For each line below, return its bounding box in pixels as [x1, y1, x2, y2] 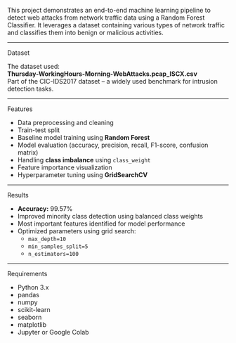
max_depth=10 [27, 235, 67, 242]
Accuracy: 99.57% [17, 205, 73, 213]
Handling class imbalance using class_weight [17, 156, 151, 164]
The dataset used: [7, 63, 60, 70]
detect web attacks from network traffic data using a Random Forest [7, 13, 205, 22]
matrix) [17, 148, 39, 157]
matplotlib [17, 321, 47, 329]
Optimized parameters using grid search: [17, 227, 136, 235]
